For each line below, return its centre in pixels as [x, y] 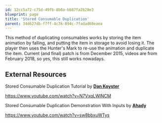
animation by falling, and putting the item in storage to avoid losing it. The [80, 43]
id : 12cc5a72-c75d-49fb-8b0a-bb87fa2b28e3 [49, 10]
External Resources [36, 74]
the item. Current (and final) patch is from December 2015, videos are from [81, 54]
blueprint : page [22, 14]
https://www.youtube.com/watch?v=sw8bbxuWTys [57, 115]
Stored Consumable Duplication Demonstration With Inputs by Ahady [76, 106]
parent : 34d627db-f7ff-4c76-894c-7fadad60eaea [54, 24]
